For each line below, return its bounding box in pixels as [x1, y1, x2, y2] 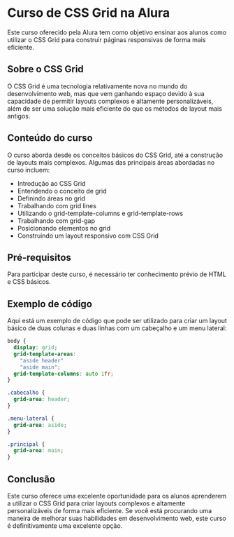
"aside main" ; [20, 363, 61, 371]
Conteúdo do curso [7, 132, 93, 144]
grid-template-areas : [13, 351, 77, 358]
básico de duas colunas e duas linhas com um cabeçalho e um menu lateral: [7, 324, 227, 332]
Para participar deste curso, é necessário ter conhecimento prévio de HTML [7, 270, 227, 278]
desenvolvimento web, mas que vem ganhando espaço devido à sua [7, 89, 205, 97]
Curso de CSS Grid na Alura [7, 5, 170, 21]
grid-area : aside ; [13, 421, 68, 428]
